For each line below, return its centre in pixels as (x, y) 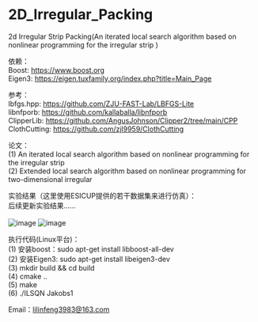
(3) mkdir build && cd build (51, 267)
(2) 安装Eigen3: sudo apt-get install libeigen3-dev (89, 259)
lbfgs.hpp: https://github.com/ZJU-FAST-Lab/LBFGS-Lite (101, 104)
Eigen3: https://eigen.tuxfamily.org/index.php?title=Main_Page (110, 78)
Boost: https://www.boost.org (57, 70)
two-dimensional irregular (50, 179)
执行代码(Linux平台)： (44, 239)
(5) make (23, 284)
